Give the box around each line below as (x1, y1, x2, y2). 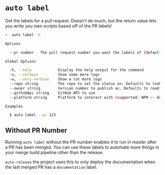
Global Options (5, 59, 36, 64)
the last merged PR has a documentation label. (5, 164, 98, 170)
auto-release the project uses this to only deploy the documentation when (5, 159, 156, 165)
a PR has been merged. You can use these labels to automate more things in (5, 144, 160, 150)
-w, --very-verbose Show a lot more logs (9, 77, 102, 82)
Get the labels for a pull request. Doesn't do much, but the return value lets (5, 18, 157, 23)
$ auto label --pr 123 (9, 112, 56, 118)
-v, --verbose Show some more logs (9, 72, 100, 77)
